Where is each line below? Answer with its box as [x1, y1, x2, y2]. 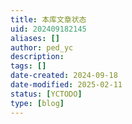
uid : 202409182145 [10, 24, 87, 34]
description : [10, 52, 65, 62]
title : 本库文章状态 [10, 14, 87, 25]
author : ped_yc [10, 42, 74, 53]
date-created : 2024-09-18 [10, 71, 118, 81]
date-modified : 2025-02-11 [10, 80, 123, 90]
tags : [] [10, 61, 47, 71]
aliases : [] [10, 33, 60, 43]
